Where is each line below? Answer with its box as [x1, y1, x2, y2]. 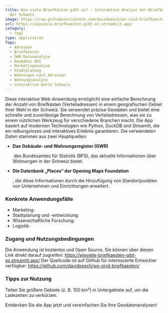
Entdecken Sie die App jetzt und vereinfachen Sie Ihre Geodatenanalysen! [5, 302, 157, 308]
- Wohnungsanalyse [9, 77, 48, 82]
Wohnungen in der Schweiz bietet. [12, 158, 83, 164]
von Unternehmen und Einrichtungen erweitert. [12, 183, 110, 189]
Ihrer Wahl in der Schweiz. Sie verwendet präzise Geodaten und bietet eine [5, 107, 160, 113]
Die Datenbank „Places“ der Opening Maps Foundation [12, 168, 129, 174]
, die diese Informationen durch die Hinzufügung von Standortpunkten [12, 177, 157, 183]
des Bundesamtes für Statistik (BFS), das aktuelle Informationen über [13, 153, 156, 159]
